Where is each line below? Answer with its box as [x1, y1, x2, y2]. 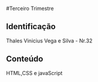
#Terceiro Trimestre [6, 5, 54, 12]
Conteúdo [6, 54, 43, 64]
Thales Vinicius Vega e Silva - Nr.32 [6, 37, 93, 44]
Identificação [6, 22, 56, 31]
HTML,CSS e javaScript [6, 69, 63, 76]
